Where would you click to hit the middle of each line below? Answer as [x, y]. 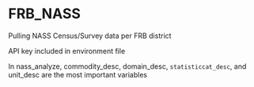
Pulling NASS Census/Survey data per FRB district [90, 36]
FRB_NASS [45, 14]
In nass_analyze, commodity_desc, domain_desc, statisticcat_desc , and [127, 66]
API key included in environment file [67, 51]
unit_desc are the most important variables [78, 74]
